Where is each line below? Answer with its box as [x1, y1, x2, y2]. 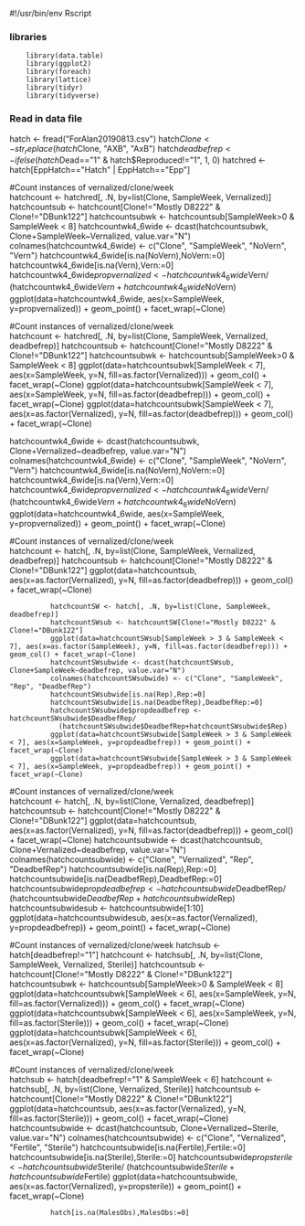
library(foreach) [26, 68, 92, 77]
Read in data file [9, 112, 83, 125]
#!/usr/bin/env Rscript [9, 8, 92, 18]
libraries [9, 30, 47, 43]
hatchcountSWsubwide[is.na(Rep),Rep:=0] [49, 689, 206, 698]
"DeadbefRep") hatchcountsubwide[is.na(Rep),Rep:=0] [9, 863, 217, 874]
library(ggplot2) [26, 59, 92, 69]
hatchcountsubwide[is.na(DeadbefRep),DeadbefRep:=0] [9, 873, 222, 884]
